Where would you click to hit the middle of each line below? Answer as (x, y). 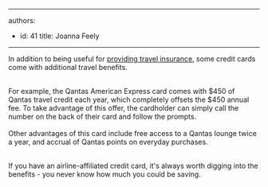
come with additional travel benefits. (68, 67)
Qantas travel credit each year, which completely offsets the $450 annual (129, 99)
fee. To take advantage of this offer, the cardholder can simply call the (124, 108)
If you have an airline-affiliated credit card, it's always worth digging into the (133, 166)
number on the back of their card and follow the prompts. (102, 117)
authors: (22, 20)
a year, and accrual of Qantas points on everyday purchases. (108, 142)
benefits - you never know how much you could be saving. (104, 174)
